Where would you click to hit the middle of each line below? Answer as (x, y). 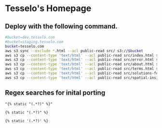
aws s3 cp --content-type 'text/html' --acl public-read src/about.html (80, 64)
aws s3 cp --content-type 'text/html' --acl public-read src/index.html (80, 55)
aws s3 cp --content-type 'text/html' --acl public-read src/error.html (80, 60)
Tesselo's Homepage (48, 8)
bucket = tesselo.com (25, 46)
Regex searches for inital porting (55, 93)
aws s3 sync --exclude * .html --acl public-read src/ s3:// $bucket (74, 51)
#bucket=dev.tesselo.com (30, 37)
